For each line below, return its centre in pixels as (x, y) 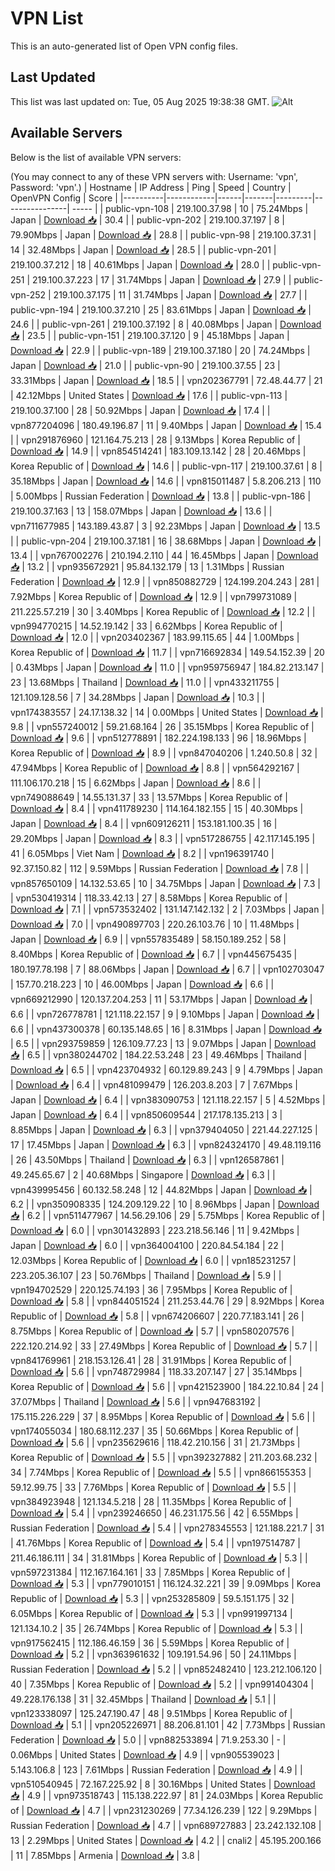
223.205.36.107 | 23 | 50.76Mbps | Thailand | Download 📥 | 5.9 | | (146, 1275)
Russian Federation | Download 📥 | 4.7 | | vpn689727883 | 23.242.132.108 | (166, 1825)
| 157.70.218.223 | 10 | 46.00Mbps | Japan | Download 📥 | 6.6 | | (142, 984)
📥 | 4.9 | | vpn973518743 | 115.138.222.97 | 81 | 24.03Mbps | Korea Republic (167, 1795)
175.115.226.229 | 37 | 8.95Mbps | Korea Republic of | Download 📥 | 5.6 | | (163, 1416)
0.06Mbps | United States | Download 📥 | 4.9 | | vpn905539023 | (145, 1754)
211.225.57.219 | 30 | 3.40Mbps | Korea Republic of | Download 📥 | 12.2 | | (163, 611)
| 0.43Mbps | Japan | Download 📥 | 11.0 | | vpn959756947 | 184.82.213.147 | (167, 667)
